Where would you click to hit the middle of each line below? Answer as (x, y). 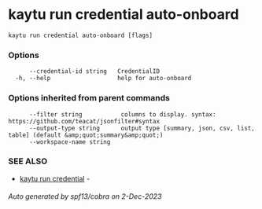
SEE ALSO (28, 161)
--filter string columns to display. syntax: (122, 114)
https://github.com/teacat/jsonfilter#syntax (84, 121)
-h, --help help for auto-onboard (103, 79)
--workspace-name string (70, 142)
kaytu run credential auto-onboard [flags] (81, 35)
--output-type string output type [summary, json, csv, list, (142, 128)
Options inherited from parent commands (89, 98)
